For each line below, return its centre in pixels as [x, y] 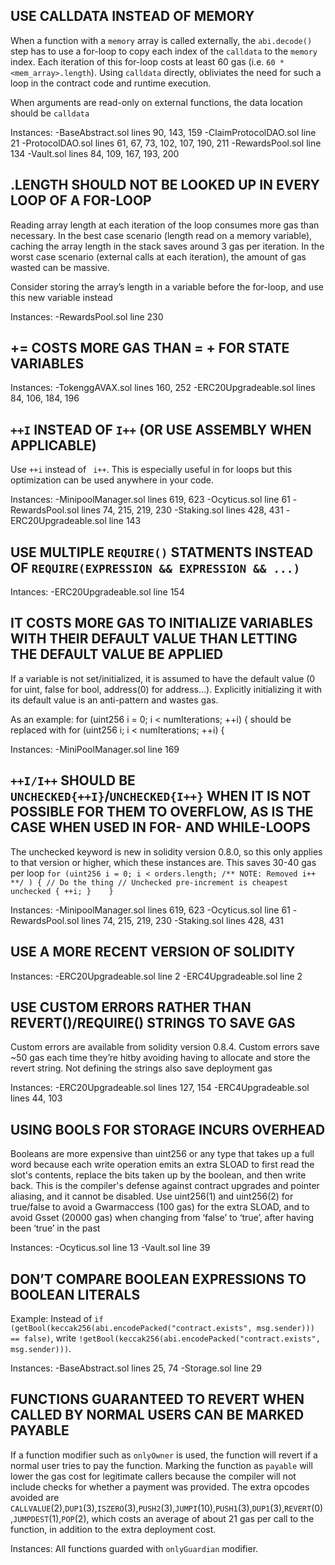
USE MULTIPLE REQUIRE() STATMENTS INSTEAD [162, 552]
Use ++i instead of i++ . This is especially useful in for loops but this [151, 470]
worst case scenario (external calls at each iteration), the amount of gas [158, 256]
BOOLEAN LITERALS [75, 1294]
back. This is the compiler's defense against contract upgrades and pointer [165, 1186]
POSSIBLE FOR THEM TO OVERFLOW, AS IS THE [162, 812]
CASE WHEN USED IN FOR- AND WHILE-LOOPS [160, 827]
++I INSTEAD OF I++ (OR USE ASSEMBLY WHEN [161, 429]
